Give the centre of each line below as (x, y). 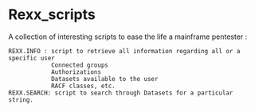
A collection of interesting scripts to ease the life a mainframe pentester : (128, 37)
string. (21, 100)
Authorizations (76, 72)
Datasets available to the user (104, 79)
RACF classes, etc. (83, 86)
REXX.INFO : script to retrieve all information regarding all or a (124, 51)
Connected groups (80, 65)
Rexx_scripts (52, 15)
